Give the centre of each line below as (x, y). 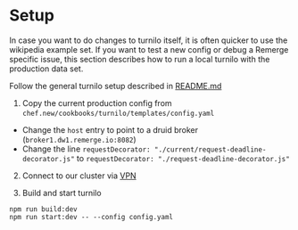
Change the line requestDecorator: (86, 149)
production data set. (46, 69)
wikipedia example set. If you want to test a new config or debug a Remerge (149, 49)
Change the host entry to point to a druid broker (110, 129)
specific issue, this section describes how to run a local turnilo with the (140, 59)
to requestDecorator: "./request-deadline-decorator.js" (183, 158)
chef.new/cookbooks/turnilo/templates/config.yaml (118, 113)
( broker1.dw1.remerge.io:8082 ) (79, 139)
